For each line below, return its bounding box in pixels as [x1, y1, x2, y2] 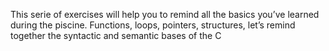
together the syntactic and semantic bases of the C [10, 30, 222, 41]
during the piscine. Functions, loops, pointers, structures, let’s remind [10, 19, 296, 31]
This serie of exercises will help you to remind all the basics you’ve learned [10, 9, 320, 20]
